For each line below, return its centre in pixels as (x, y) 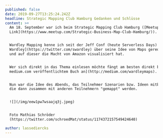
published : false (23, 9)
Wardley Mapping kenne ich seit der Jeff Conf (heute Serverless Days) (83, 45)
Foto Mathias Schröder (32, 115)
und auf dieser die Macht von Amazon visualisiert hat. (67, 54)
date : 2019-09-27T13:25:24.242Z (38, 14)
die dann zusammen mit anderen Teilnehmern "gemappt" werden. (73, 89)
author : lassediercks (27, 128)
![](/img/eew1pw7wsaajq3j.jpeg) (42, 102)
